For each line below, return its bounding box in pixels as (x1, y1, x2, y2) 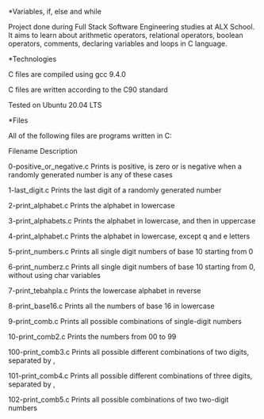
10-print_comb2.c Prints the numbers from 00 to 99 (8, 332, 177, 341)
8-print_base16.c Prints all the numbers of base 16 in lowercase (8, 301, 216, 310)
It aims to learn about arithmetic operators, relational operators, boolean (8, 31, 243, 40)
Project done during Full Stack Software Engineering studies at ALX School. (8, 22, 255, 31)
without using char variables (8, 271, 101, 280)
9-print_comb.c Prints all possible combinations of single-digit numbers (8, 317, 243, 326)
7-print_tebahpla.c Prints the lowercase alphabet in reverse (8, 286, 201, 295)
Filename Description (8, 147, 78, 155)
